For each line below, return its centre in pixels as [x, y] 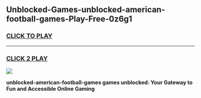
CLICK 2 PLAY [27, 58]
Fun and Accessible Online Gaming [51, 88]
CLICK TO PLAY [29, 36]
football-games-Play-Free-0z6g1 [69, 19]
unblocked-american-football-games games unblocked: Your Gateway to [99, 82]
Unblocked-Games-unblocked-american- [86, 10]
